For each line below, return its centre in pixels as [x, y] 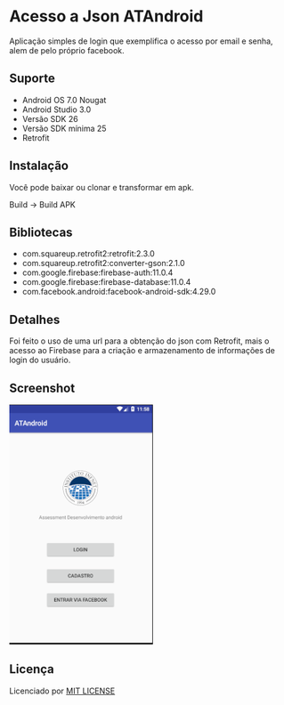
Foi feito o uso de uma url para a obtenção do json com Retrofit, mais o [139, 341]
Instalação [39, 166]
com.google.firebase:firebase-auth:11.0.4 [97, 272]
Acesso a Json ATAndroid [106, 16]
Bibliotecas [41, 232]
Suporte [32, 79]
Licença [32, 669]
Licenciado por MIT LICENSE [62, 691]
